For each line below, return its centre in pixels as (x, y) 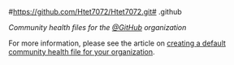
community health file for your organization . (82, 52)
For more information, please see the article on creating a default (117, 43)
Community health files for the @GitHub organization (97, 27)
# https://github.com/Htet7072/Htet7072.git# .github (95, 12)
